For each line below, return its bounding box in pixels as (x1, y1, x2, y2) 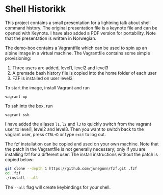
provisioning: (5, 55, 31, 61)
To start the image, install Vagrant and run (5, 84, 90, 90)
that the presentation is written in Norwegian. (5, 35, 97, 41)
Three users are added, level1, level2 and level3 (12, 65, 109, 71)
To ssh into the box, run (5, 103, 53, 109)
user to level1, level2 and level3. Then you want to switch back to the (5, 126, 144, 132)
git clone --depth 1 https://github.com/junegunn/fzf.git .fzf (5, 166, 137, 171)
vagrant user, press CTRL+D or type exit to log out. (5, 131, 106, 137)
